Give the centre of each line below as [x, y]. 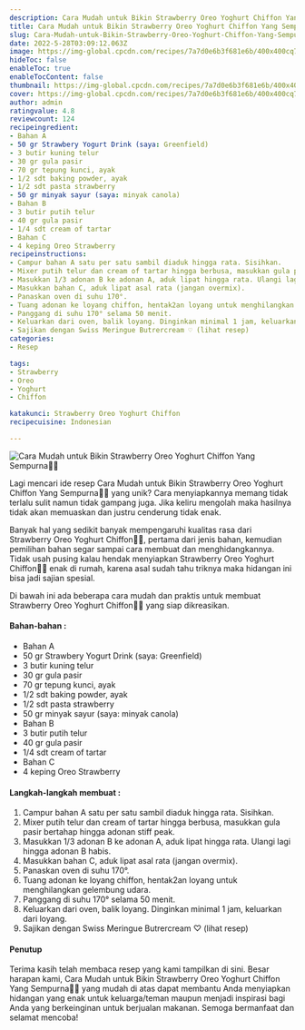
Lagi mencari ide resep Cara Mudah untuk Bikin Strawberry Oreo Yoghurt [146, 483]
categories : [32, 339]
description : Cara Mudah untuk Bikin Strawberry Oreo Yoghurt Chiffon [146, 18]
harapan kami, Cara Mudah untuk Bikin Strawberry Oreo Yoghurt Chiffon [145, 979]
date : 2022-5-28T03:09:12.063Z [69, 43]
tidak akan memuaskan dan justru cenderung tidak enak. [115, 512]
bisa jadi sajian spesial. [52, 578]
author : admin [36, 102]
